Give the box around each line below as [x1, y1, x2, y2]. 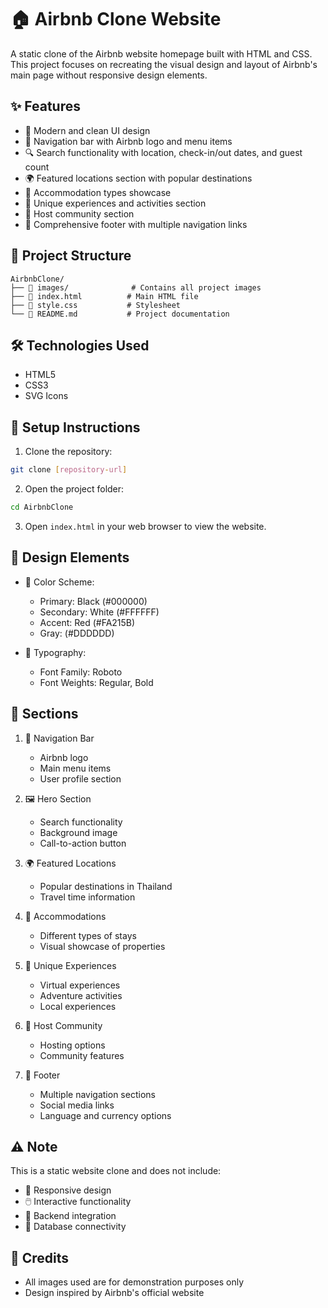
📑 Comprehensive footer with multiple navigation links [24, 218, 248, 230]
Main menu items [39, 762, 112, 774]
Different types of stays [39, 929, 137, 941]
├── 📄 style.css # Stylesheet [10, 300, 182, 310]
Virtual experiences [39, 979, 121, 991]
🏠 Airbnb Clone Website [10, 8, 222, 31]
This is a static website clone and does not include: [10, 1165, 222, 1177]
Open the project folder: [24, 483, 125, 495]
